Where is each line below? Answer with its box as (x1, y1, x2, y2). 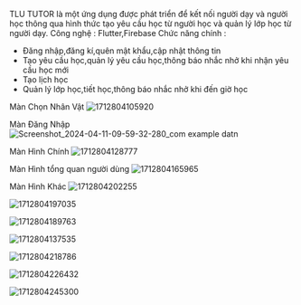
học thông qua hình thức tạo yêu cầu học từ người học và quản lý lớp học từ (9, 18, 292, 29)
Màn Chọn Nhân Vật (9, 101, 85, 112)
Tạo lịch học (22, 74, 69, 85)
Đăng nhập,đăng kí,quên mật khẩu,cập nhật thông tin (22, 45, 221, 56)
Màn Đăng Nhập (9, 119, 71, 129)
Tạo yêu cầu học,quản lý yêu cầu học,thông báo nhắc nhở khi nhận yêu (22, 55, 289, 65)
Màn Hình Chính (9, 146, 70, 157)
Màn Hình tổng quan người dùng (9, 164, 129, 174)
